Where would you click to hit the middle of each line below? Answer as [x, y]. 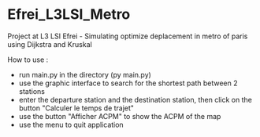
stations [32, 91]
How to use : [28, 59]
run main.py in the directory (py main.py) [85, 74]
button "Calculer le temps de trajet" [76, 108]
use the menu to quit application [71, 124]
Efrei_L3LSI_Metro [69, 14]
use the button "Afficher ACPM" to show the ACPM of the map [120, 116]
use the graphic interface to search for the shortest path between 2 [128, 83]
